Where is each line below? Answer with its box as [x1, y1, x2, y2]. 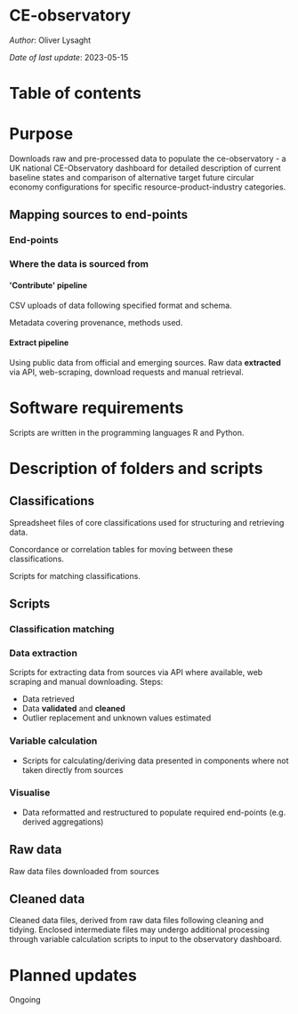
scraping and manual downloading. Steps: [9, 677, 164, 688]
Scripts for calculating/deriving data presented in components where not [21, 755, 289, 766]
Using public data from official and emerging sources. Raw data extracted [9, 357, 282, 367]
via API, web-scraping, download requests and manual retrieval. [9, 366, 245, 377]
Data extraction [9, 647, 78, 659]
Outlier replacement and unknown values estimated [21, 712, 212, 723]
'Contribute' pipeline [9, 279, 88, 290]
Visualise [9, 786, 51, 799]
